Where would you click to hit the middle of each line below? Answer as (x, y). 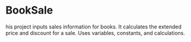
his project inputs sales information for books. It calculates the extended (93, 27)
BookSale (29, 10)
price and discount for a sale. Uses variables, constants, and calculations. (96, 33)
